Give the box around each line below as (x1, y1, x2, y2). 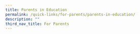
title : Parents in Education (5, 7, 67, 12)
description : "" (5, 16, 40, 21)
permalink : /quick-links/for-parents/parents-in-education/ (5, 12, 136, 17)
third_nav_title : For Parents (5, 21, 70, 26)
